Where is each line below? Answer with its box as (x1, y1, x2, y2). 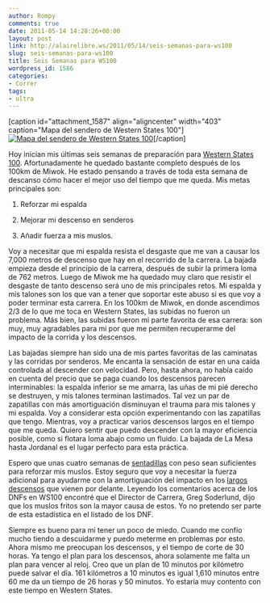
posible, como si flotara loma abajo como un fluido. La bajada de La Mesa (8, 434, 254, 444)
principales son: (8, 183, 62, 194)
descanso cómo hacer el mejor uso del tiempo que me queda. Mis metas (8, 175, 251, 185)
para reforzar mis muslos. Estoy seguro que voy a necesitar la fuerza (8, 466, 238, 477)
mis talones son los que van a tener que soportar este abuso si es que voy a (8, 289, 261, 299)
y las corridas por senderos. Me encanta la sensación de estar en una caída (8, 356, 260, 366)
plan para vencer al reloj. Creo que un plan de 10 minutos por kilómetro (8, 559, 244, 570)
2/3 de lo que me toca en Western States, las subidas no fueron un (8, 306, 231, 316)
